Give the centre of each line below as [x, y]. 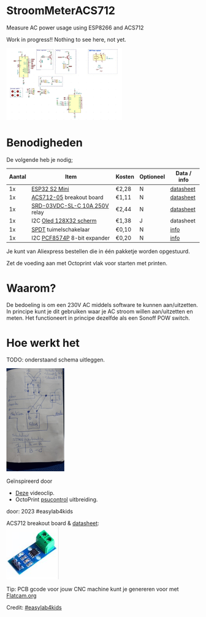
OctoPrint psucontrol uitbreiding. [56, 499]
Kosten [125, 176]
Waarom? [31, 288]
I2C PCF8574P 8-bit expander [71, 238]
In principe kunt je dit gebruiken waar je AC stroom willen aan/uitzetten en [100, 312]
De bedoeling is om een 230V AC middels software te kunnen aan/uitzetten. [102, 305]
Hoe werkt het [43, 343]
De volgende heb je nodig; [40, 159]
